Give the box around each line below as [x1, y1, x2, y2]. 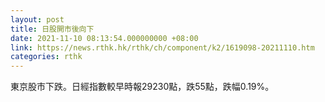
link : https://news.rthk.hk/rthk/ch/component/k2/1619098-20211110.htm [10, 42, 315, 53]
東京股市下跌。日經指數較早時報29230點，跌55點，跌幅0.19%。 [10, 81, 275, 93]
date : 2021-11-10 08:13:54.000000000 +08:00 [10, 33, 199, 43]
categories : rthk [10, 52, 83, 62]
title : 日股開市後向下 [10, 24, 95, 34]
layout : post [10, 14, 65, 25]
